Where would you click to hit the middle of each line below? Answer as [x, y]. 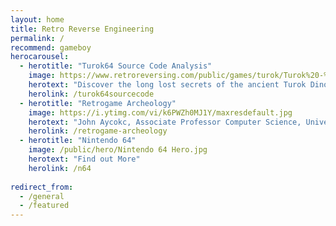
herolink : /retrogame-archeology [98, 131]
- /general [42, 196]
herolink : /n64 [60, 168]
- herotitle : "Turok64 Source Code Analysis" [116, 66]
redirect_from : [42, 187]
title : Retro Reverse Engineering [82, 29]
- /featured [44, 206]
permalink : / [37, 38]
